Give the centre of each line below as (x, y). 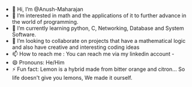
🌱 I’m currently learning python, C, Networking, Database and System (98, 28)
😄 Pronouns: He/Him (38, 62)
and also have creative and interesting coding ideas (76, 47)
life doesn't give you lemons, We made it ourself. (72, 78)
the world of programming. (45, 22)
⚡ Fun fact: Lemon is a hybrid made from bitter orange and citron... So (98, 69)
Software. (24, 35)
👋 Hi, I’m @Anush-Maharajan (48, 9)
